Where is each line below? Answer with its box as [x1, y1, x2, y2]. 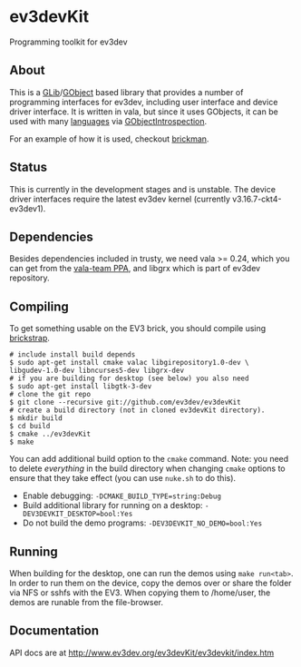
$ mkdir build [9, 414, 63, 423]
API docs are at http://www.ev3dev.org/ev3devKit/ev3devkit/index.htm [9, 647, 275, 658]
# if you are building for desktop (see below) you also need [9, 374, 249, 383]
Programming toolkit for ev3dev [9, 36, 129, 47]
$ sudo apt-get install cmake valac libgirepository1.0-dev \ [9, 358, 249, 368]
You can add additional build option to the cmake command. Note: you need [9, 454, 289, 465]
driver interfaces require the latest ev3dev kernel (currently [9, 193, 231, 204]
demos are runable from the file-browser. [9, 597, 163, 607]
